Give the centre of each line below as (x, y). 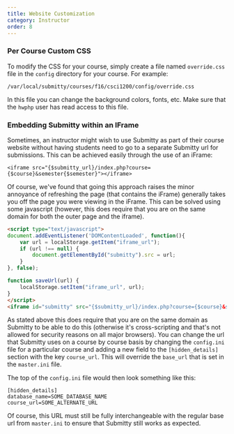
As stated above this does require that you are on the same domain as (108, 320)
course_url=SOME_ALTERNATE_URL (53, 403)
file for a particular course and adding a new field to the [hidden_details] (113, 350)
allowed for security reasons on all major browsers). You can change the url (116, 335)
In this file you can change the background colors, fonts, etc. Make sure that (117, 99)
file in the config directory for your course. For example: (88, 73)
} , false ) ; (23, 268)
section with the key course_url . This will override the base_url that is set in (116, 357)
